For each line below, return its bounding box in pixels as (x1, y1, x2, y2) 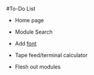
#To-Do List (6, 5, 36, 12)
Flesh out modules (14, 63, 61, 70)
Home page (14, 17, 44, 23)
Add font (14, 40, 37, 47)
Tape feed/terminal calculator (14, 52, 88, 59)
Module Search (14, 28, 53, 35)
